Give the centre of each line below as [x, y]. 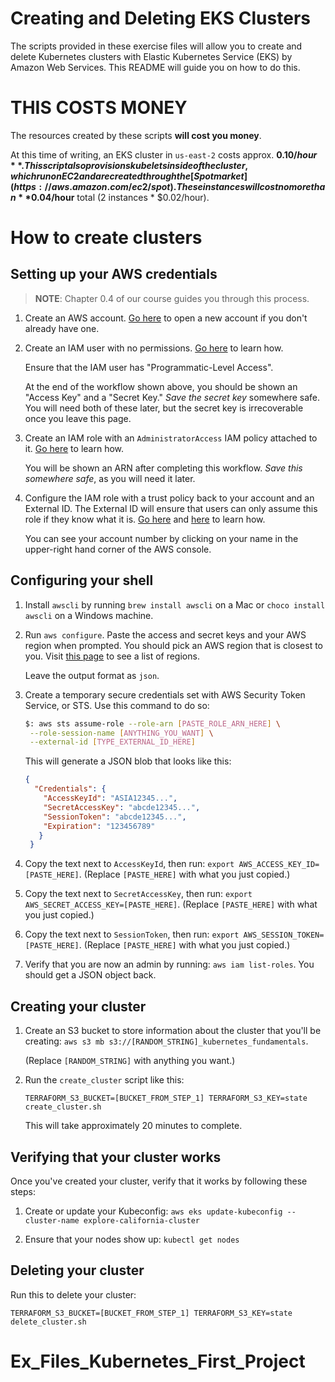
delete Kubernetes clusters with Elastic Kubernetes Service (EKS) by [151, 56]
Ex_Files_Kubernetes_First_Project [158, 1361]
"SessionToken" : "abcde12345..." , [115, 817]
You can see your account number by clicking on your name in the [161, 538]
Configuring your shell [82, 580]
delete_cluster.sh [48, 1322]
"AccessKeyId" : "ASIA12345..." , [110, 798]
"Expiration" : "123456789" [99, 826]
